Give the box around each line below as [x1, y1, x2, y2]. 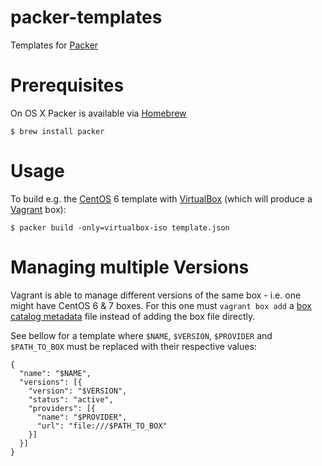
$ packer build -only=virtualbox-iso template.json [10, 222, 230, 233]
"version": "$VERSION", [28, 386, 128, 396]
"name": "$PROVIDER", [36, 412, 128, 422]
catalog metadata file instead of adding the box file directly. [10, 310, 256, 322]
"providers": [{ [28, 403, 97, 413]
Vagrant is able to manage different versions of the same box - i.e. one [10, 289, 302, 301]
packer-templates [10, 6, 163, 29]
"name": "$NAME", [19, 368, 92, 378]
